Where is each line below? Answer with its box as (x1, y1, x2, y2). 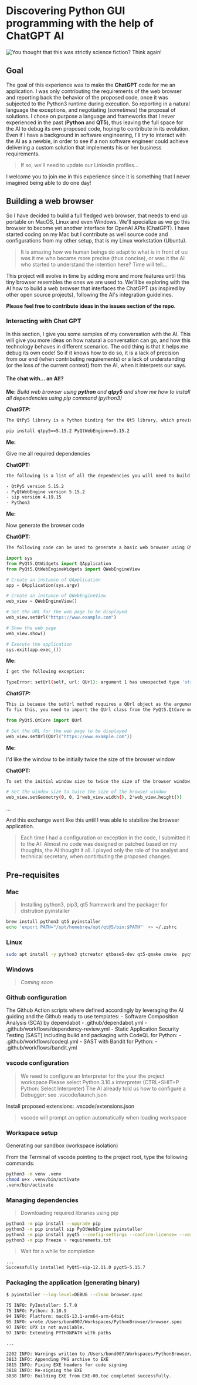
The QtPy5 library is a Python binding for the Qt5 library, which (6, 417, 175, 423)
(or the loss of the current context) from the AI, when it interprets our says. (6, 361, 186, 368)
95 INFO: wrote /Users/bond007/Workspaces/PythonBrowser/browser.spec (6, 1318, 182, 1325)
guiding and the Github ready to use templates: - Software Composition (6, 1013, 179, 1020)
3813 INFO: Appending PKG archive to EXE (6, 1357, 109, 1363)
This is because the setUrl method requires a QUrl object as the (6, 702, 172, 708)
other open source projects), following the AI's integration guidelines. (6, 291, 174, 298)
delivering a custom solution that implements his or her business (6, 144, 162, 151)
